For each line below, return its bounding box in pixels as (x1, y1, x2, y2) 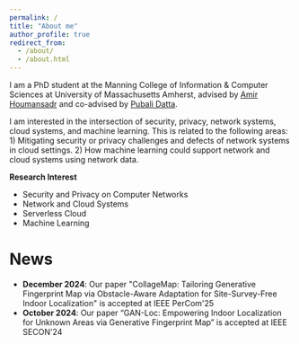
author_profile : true (9, 30, 91, 39)
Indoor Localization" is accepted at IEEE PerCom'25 (22, 297, 215, 308)
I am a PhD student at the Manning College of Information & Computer (9, 80, 268, 90)
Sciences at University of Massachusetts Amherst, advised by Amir (9, 89, 259, 100)
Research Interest (9, 172, 78, 182)
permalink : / (9, 13, 58, 22)
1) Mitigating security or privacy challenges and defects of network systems (9, 136, 290, 146)
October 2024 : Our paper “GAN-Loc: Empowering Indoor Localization (22, 307, 283, 318)
